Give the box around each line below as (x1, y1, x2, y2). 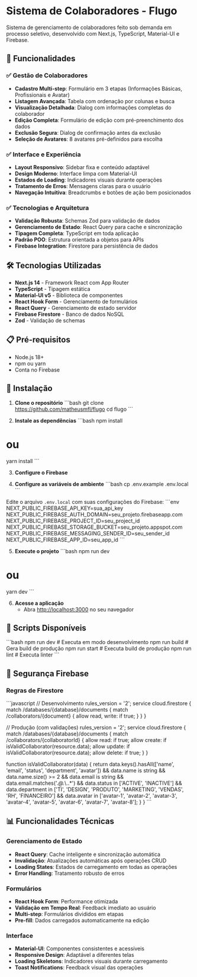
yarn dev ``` (6, 588, 34, 595)
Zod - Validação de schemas (14, 317, 86, 324)
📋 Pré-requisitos (6, 335, 71, 345)
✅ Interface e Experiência (6, 150, 81, 158)
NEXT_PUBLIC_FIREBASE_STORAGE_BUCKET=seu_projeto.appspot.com (6, 524, 183, 531)
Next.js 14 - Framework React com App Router (14, 279, 129, 286)
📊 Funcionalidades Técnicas (6, 816, 114, 826)
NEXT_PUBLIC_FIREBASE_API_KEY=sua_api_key (6, 505, 124, 512)
